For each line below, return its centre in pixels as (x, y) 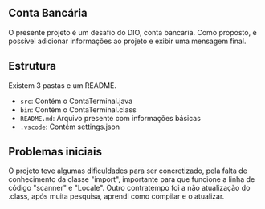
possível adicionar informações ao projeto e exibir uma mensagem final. (127, 41)
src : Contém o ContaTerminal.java (76, 101)
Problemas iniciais (55, 152)
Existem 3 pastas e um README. (62, 85)
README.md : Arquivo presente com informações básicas (110, 118)
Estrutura (33, 66)
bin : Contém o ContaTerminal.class (78, 109)
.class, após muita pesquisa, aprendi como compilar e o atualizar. (116, 196)
